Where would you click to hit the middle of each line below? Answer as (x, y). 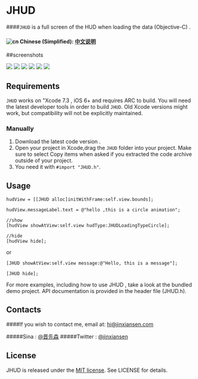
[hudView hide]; (26, 241)
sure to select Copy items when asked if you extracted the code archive (103, 154)
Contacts (24, 310)
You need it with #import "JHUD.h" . (58, 167)
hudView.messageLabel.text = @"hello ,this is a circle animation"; (93, 210)
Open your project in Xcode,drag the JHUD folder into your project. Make (103, 148)
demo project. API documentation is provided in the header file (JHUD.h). (96, 291)
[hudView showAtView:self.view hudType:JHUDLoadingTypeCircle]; (88, 226)
